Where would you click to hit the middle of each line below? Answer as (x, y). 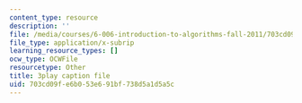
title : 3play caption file (60, 76)
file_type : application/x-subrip (72, 43)
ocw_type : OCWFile (44, 59)
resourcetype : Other (48, 68)
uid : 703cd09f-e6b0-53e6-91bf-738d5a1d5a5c (92, 84)
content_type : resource (54, 17)
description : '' (40, 26)
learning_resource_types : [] (64, 51)
